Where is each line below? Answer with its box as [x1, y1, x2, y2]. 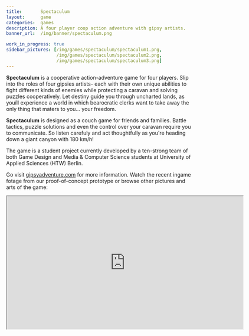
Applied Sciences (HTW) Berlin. [6, 159, 83, 167]
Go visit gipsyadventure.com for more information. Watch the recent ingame [6, 171, 191, 178]
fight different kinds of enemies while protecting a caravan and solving [6, 86, 178, 93]
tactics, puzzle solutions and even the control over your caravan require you [6, 123, 191, 130]
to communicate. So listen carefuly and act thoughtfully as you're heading [6, 129, 186, 136]
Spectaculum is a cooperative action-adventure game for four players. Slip [6, 74, 189, 81]
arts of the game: [6, 184, 48, 191]
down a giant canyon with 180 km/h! [6, 135, 94, 142]
